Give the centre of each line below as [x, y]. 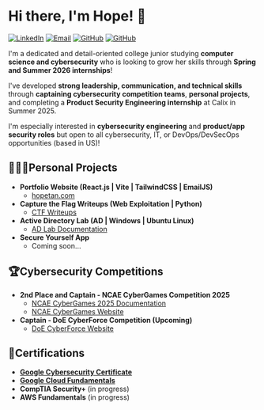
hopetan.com [53, 195]
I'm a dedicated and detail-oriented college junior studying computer [121, 53]
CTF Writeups [54, 212]
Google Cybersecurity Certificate [76, 372]
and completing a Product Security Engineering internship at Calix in [122, 102]
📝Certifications [47, 353]
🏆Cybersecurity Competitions [86, 272]
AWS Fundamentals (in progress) [75, 397]
